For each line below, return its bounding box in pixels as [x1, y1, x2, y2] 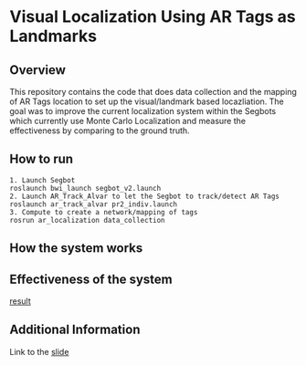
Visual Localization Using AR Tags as [9, 6, 296, 27]
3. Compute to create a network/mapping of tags [9, 207, 198, 216]
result [9, 296, 32, 307]
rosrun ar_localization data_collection [9, 215, 166, 225]
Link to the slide [9, 346, 69, 357]
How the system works [9, 240, 143, 256]
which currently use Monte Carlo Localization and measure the [9, 116, 247, 126]
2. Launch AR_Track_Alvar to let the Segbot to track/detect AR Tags [9, 192, 280, 201]
